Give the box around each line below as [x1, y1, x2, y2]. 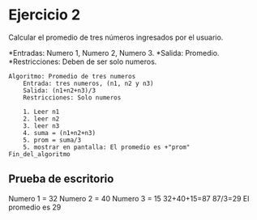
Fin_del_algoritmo [8, 150, 71, 159]
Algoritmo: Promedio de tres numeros [8, 72, 136, 80]
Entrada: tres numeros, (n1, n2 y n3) [23, 79, 154, 87]
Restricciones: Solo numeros [23, 93, 122, 102]
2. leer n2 [23, 115, 60, 123]
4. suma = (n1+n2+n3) [23, 129, 96, 137]
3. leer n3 [23, 121, 60, 130]
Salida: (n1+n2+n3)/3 [23, 87, 96, 95]
